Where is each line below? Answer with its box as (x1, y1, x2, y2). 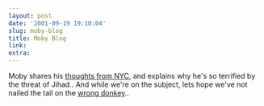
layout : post (8, 11, 52, 20)
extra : (8, 49, 31, 57)
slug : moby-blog (8, 26, 63, 35)
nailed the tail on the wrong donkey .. (8, 88, 129, 97)
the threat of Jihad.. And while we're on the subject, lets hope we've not (8, 79, 248, 89)
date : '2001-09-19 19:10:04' (8, 19, 107, 27)
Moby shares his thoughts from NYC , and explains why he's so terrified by (8, 71, 256, 80)
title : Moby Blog (8, 34, 67, 43)
